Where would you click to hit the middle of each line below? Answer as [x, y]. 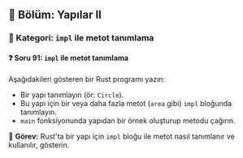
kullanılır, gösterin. [39, 145]
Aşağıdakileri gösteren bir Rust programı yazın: [87, 79]
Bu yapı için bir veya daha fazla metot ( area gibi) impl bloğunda [126, 103]
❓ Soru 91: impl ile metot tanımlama [68, 58]
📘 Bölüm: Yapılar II [55, 15]
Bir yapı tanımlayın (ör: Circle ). [72, 95]
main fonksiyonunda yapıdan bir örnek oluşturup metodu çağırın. [128, 120]
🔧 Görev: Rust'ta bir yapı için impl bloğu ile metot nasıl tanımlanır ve [122, 136]
